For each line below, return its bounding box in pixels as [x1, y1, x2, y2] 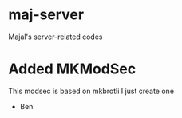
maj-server [8, 6, 85, 24]
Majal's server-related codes [8, 32, 103, 41]
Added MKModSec [8, 60, 136, 78]
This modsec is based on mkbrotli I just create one [8, 86, 174, 96]
